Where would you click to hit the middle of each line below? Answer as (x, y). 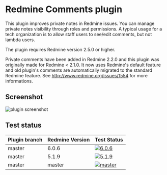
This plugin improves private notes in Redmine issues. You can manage (80, 23)
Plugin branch (25, 139)
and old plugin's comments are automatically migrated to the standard (79, 70)
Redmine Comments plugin (64, 9)
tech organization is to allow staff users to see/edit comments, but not (79, 34)
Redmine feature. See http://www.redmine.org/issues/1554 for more (76, 75)
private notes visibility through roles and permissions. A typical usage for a (84, 28)
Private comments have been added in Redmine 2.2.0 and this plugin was (82, 59)
